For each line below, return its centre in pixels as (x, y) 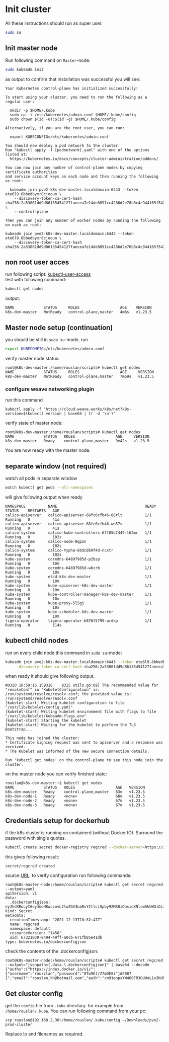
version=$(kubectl (24, 414)
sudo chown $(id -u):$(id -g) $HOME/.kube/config (63, 119)
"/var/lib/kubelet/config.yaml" (39, 707)
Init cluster (28, 9)
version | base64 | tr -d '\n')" (80, 414)
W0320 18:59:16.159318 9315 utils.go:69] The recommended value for (82, 685)
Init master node (31, 48)
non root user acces (37, 262)
